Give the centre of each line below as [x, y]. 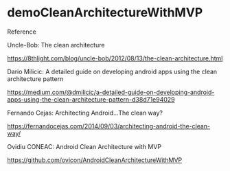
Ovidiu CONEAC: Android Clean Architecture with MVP [84, 146]
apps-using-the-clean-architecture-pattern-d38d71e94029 [91, 99]
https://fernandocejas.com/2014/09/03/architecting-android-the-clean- [109, 126]
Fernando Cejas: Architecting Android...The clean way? [85, 113]
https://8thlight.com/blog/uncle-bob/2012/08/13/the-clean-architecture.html [115, 58]
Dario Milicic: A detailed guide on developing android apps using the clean [112, 71]
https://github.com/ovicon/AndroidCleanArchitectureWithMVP [95, 160]
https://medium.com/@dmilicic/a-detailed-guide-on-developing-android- [111, 92]
